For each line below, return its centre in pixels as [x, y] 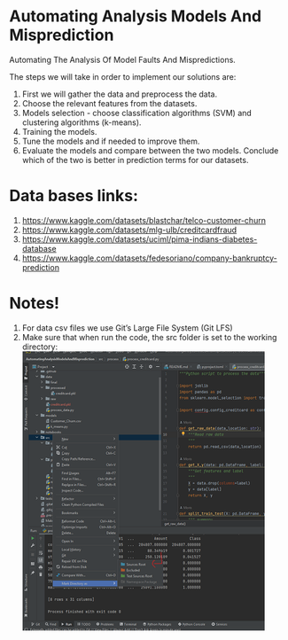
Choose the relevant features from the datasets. [109, 103]
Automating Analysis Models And [136, 16]
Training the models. [59, 131]
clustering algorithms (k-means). [82, 122]
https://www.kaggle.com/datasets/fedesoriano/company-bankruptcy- [149, 258]
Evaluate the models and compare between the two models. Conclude [150, 150]
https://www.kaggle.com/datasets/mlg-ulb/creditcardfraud [129, 230]
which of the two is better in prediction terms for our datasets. [135, 160]
